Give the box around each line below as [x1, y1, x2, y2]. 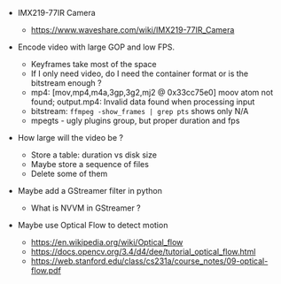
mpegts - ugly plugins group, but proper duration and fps [30, 115, 240, 126]
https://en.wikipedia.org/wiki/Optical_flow [30, 237, 183, 247]
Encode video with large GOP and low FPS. [17, 42, 176, 52]
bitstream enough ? [30, 78, 102, 88]
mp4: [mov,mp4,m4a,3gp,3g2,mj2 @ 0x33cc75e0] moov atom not [30, 88, 273, 97]
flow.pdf [30, 265, 62, 275]
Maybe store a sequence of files [30, 159, 149, 169]
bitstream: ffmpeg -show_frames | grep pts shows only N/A [30, 106, 249, 116]
